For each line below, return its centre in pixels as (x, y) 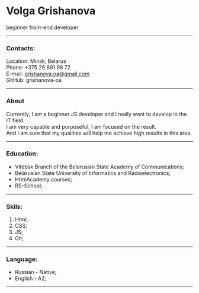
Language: (22, 259)
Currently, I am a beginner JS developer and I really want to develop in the (97, 114)
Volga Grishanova (51, 11)
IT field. (15, 120)
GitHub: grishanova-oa (34, 80)
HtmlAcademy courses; (44, 179)
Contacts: (21, 48)
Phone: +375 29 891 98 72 (38, 68)
